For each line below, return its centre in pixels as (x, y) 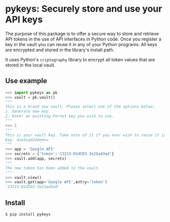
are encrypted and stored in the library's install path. (60, 50)
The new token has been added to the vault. (53, 168)
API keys (24, 20)
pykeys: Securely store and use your (84, 9)
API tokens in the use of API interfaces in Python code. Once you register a (83, 39)
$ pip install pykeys (28, 214)
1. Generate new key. (28, 112)
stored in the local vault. (30, 65)
